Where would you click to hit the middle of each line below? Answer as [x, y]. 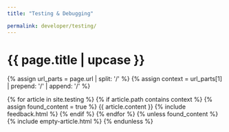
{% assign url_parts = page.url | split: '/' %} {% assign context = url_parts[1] [115, 79]
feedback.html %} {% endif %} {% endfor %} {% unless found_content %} [113, 114]
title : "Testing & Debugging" [51, 13]
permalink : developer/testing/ [52, 26]
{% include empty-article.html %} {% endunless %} [80, 122]
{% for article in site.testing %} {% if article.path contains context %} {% [110, 100]
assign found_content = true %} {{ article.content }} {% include [97, 107]
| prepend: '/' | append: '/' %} [49, 86]
